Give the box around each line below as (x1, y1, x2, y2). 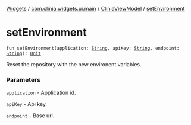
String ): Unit (6, 50, 42, 56)
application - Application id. (6, 89, 76, 97)
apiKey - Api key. (6, 101, 48, 108)
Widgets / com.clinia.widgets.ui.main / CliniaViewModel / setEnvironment (6, 5, 185, 12)
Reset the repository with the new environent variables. (6, 60, 142, 68)
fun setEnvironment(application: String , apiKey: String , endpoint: (6, 45, 180, 51)
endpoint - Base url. (6, 112, 55, 119)
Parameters (6, 75, 40, 84)
